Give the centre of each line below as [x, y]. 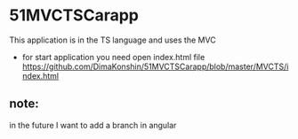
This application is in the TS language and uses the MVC [113, 40]
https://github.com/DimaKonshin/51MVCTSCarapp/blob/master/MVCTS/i [155, 66]
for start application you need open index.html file [113, 57]
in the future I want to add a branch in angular [93, 125]
